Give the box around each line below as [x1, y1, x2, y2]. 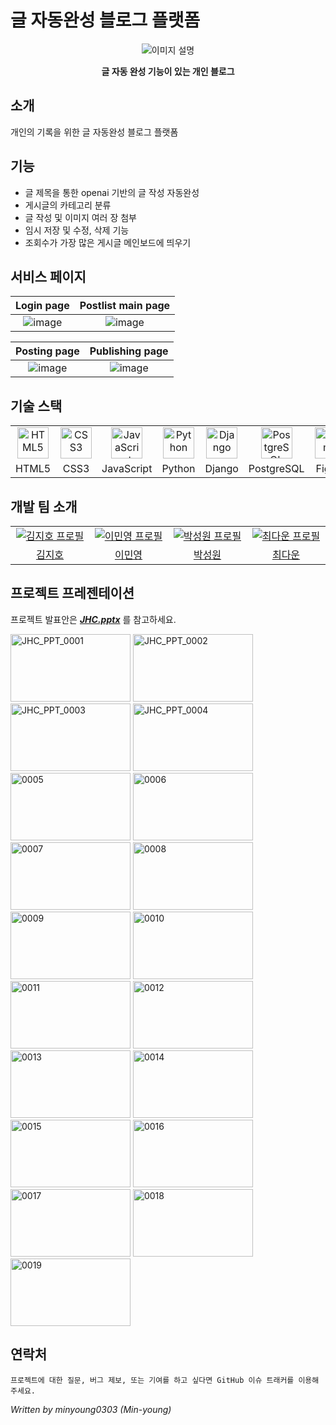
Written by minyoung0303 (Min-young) [10, 1403, 172, 1415]
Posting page [15, 344, 80, 358]
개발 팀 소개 [10, 498, 78, 515]
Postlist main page [79, 299, 171, 313]
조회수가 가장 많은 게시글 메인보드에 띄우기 [24, 236, 192, 248]
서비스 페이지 [10, 268, 87, 285]
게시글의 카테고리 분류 [24, 199, 112, 211]
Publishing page [89, 344, 169, 358]
